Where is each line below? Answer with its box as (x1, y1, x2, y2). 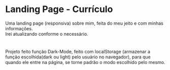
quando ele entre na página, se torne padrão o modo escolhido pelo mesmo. (5, 59, 165, 65)
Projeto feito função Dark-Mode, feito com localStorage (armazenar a (5, 49, 151, 55)
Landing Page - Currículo (5, 4, 113, 15)
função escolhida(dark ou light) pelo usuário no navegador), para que (5, 54, 151, 60)
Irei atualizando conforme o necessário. (5, 31, 88, 37)
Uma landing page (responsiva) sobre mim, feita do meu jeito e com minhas (5, 20, 164, 26)
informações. (5, 25, 33, 31)
